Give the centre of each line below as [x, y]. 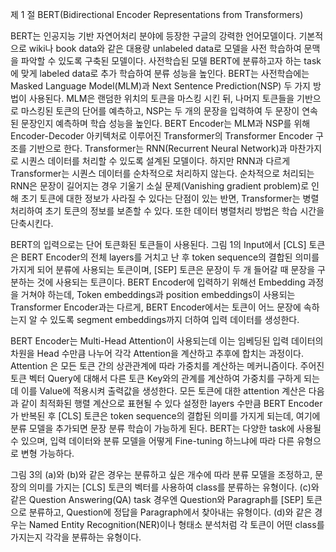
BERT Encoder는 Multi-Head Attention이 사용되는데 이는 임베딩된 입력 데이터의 [167, 341]
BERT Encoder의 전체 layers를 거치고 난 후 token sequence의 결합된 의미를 [170, 257]
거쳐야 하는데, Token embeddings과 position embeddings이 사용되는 [158, 294]
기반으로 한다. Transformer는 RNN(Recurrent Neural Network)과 [158, 148]
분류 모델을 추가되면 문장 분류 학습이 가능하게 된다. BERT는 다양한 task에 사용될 [166, 428]
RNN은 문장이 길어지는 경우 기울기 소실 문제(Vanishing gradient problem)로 [160, 186]
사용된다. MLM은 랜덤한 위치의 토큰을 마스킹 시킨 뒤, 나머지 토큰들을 [161, 98]
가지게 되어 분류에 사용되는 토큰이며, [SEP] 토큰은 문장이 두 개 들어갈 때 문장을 [163, 269]
